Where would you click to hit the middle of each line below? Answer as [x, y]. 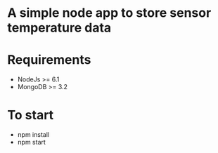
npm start [31, 142]
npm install [33, 135]
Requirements [49, 60]
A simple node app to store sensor [109, 13]
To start [31, 115]
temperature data [59, 28]
